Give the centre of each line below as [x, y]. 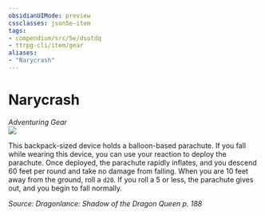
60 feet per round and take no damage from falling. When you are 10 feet [129, 171]
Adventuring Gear [38, 122]
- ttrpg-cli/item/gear [46, 46]
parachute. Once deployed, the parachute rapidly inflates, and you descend [132, 162]
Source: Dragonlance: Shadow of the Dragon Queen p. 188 [105, 203]
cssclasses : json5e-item [49, 23]
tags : [17, 30]
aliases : [23, 53]
